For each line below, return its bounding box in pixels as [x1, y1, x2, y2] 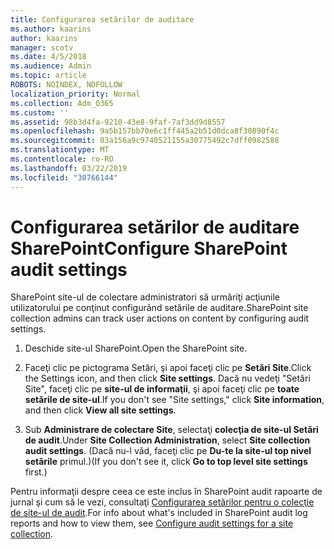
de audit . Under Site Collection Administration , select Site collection [24, 434, 311, 446]
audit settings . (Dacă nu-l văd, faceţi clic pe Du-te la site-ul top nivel [24, 445, 312, 457]
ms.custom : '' [10, 107, 70, 118]
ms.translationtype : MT [10, 145, 110, 155]
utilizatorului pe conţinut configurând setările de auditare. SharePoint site [10, 302, 309, 314]
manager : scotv [10, 42, 74, 53]
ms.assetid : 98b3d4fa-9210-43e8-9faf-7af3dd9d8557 [10, 117, 226, 127]
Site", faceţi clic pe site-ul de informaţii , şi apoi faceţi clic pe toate [24, 383, 300, 395]
